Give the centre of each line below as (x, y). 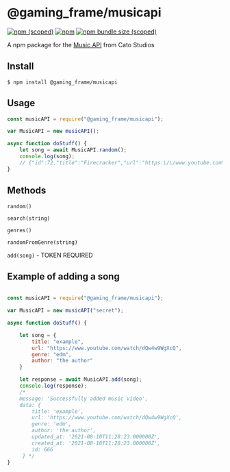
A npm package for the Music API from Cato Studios (81, 45)
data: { (30, 405)
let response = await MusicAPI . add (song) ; (81, 380)
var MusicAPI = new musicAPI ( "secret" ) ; (66, 311)
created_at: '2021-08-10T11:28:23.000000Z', (96, 443)
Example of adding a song (63, 276)
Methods (27, 191)
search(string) (29, 218)
